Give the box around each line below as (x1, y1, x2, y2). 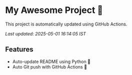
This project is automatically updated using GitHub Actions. (5, 21, 127, 27)
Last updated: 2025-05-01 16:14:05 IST (5, 30, 86, 36)
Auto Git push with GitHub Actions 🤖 (12, 63, 87, 69)
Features (5, 45, 33, 54)
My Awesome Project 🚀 (5, 4, 103, 16)
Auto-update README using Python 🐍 (12, 58, 91, 64)
